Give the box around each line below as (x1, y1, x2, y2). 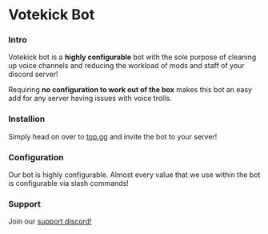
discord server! (8, 70, 58, 79)
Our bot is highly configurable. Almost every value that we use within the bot (8, 170, 261, 180)
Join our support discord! (8, 216, 92, 226)
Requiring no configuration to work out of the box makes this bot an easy (8, 85, 253, 95)
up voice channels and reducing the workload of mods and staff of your (8, 61, 246, 71)
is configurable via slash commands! (8, 179, 130, 188)
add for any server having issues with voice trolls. (8, 94, 172, 103)
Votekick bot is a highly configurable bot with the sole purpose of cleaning (8, 52, 257, 62)
